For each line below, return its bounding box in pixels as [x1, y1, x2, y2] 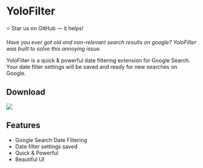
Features [6, 120, 40, 131]
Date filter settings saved [14, 143, 77, 150]
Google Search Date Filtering [14, 136, 88, 143]
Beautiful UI [14, 155, 45, 163]
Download [6, 87, 45, 97]
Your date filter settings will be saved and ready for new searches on [6, 63, 178, 70]
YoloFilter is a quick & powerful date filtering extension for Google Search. [6, 56, 190, 64]
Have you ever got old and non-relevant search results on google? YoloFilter [6, 38, 197, 46]
